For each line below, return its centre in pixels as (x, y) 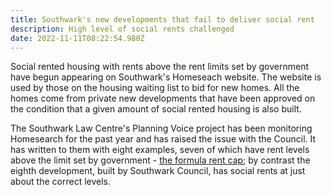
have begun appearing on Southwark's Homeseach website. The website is (166, 77)
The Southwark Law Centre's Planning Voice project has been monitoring (161, 128)
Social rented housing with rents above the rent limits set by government (160, 67)
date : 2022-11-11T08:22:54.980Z (77, 38)
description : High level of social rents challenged (122, 29)
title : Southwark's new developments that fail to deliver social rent (162, 19)
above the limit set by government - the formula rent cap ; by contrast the (160, 160)
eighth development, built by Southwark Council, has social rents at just (158, 171)
